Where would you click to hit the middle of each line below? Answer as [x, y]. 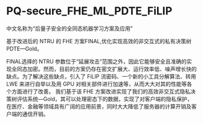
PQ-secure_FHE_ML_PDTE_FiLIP [89, 11]
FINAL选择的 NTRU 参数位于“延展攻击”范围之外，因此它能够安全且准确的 [97, 61]
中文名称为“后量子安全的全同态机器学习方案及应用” [69, 28]
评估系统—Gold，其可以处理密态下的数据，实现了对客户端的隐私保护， [105, 99]
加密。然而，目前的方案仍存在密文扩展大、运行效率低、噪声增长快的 [112, 69]
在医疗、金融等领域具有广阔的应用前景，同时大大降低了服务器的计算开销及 [99, 106]
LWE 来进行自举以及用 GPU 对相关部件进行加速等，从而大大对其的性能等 [97, 84]
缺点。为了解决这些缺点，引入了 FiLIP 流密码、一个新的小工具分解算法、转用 [101, 76]
